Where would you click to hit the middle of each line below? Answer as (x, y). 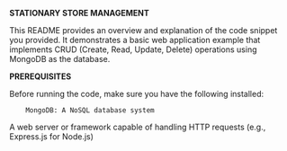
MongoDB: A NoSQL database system (90, 111)
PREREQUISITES (40, 76)
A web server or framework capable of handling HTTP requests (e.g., (138, 127)
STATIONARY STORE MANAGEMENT (80, 13)
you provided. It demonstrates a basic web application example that (135, 40)
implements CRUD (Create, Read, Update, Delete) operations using (134, 49)
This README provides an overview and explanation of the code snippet (143, 30)
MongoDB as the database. (60, 59)
